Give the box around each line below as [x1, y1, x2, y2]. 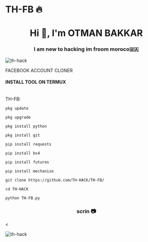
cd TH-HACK [5, 186, 29, 192]
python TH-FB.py [5, 195, 40, 200]
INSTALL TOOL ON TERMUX [5, 79, 66, 85]
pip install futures [5, 159, 50, 165]
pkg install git [5, 132, 40, 138]
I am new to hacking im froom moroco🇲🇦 [33, 46, 139, 53]
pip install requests [5, 142, 52, 147]
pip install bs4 [5, 150, 40, 156]
